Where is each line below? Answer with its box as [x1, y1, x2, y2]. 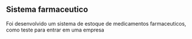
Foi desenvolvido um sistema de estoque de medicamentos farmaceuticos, [6, 20, 187, 27]
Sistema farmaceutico [6, 5, 89, 15]
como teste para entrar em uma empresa [6, 26, 104, 33]
